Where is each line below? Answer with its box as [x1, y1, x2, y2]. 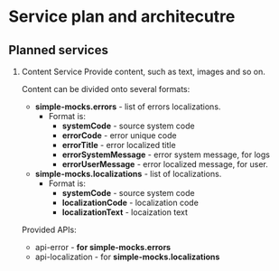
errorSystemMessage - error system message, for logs [61, 149, 270, 160]
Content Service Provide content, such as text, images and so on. [21, 66, 265, 77]
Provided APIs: [21, 224, 78, 235]
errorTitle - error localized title [61, 140, 177, 150]
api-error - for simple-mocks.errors [34, 242, 172, 252]
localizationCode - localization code [61, 197, 200, 208]
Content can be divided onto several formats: [21, 84, 191, 94]
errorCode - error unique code [61, 130, 177, 141]
